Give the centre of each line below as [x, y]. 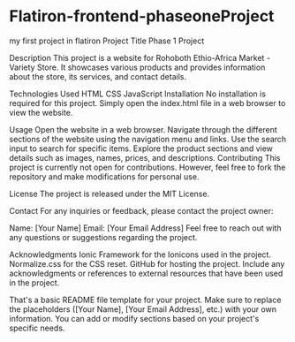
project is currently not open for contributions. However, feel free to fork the [147, 167]
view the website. [41, 112]
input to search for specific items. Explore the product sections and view [141, 148]
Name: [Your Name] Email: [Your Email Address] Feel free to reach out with [145, 228]
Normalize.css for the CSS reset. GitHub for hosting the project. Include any [147, 263]
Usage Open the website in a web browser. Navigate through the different [143, 129]
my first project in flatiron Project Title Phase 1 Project [107, 41]
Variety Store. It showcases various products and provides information [137, 67]
